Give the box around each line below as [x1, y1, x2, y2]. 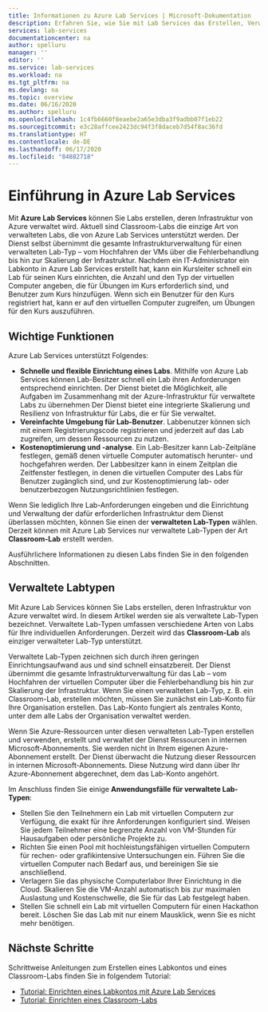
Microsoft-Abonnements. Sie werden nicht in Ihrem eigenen [8, 743, 205, 753]
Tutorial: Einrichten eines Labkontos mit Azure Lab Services [19, 986, 216, 996]
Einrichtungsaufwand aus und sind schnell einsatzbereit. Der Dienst [8, 660, 231, 670]
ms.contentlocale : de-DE [8, 137, 91, 146]
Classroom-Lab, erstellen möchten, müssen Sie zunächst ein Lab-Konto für [8, 694, 256, 703]
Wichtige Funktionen [8, 329, 114, 343]
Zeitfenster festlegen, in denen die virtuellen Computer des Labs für [19, 468, 243, 477]
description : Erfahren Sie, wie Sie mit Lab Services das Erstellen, [8, 19, 245, 27]
